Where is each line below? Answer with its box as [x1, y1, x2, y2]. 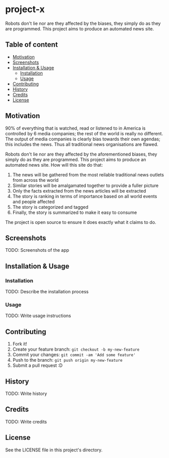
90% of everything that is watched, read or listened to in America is [5, 125, 146, 131]
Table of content [5, 41, 58, 49]
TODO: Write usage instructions [5, 313, 72, 319]
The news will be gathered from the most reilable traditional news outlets [12, 171, 164, 178]
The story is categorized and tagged [12, 204, 89, 210]
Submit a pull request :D [12, 362, 63, 368]
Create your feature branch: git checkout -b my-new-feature [12, 346, 140, 353]
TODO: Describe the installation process [5, 289, 89, 295]
